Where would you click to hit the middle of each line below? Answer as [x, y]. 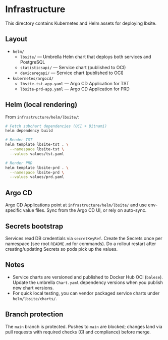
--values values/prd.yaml [37, 177]
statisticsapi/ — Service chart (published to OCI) [73, 67]
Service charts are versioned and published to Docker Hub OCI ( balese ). [88, 277]
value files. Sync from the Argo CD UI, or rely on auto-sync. [85, 210]
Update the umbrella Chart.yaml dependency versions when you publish [88, 282]
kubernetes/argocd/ [33, 78]
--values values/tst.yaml [37, 154]
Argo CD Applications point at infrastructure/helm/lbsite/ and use [76, 205]
